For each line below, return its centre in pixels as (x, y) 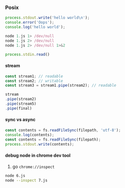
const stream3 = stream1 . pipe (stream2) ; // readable (61, 86)
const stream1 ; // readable (34, 76)
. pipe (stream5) (21, 104)
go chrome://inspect (33, 167)
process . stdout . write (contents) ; (40, 144)
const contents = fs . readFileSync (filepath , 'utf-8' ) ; (63, 130)
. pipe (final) (19, 108)
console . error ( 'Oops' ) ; (30, 22)
